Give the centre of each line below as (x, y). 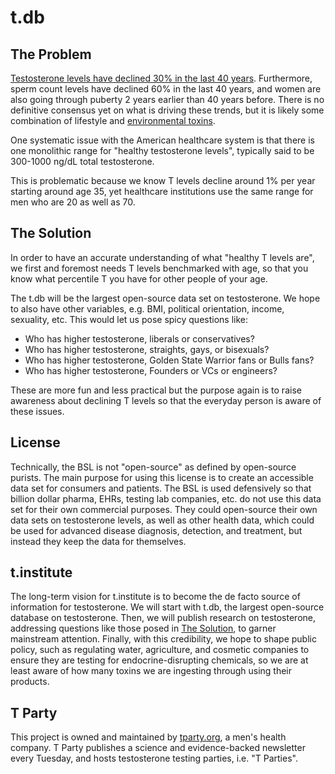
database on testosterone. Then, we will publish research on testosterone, (163, 618)
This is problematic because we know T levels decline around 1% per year (163, 180)
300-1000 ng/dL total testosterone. (82, 161)
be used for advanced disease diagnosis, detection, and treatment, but (156, 530)
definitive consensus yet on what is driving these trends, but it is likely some (167, 110)
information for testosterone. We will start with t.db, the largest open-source (167, 607)
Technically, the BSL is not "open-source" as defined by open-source (153, 467)
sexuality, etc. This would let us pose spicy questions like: (129, 319)
